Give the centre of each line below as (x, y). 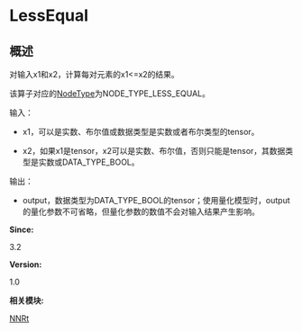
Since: (22, 229)
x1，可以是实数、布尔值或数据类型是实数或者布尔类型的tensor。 (141, 132)
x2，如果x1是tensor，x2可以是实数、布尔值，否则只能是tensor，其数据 (154, 151)
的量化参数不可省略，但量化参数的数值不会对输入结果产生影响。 (141, 211)
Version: (26, 265)
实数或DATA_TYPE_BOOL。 (89, 162)
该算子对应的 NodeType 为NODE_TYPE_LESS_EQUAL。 (110, 94)
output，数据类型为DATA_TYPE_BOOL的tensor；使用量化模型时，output (156, 200)
